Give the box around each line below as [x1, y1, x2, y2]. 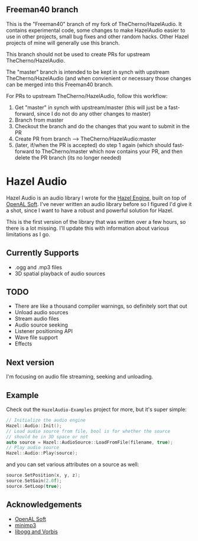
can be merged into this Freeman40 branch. [6, 81, 113, 88]
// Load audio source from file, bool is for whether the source [6, 428, 170, 434]
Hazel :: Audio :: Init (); [6, 422, 62, 429]
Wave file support [14, 334, 58, 341]
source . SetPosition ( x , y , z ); [6, 472, 81, 478]
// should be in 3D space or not [6, 434, 89, 439]
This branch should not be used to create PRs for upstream [6, 50, 151, 58]
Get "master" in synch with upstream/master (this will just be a [14, 103, 167, 111]
